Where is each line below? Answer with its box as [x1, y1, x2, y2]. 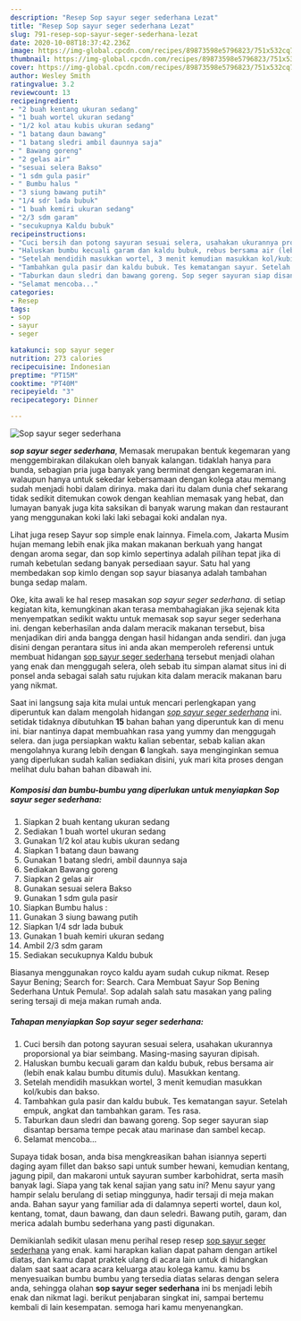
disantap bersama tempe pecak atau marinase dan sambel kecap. [22, 1124, 266, 1135]
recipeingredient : [10, 96, 79, 106]
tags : [10, 305, 30, 313]
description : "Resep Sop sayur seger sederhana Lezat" [10, 13, 219, 22]
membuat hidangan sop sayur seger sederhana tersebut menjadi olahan [10, 651, 275, 662]
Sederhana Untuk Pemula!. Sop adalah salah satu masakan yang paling [10, 986, 272, 997]
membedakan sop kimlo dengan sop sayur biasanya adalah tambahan [10, 568, 267, 578]
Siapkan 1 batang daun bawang [22, 845, 139, 855]
